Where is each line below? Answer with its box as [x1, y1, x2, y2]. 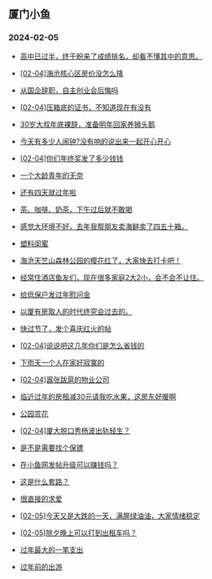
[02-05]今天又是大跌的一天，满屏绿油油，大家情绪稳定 [19, 511, 200, 521]
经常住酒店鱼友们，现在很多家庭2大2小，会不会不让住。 [19, 272, 204, 282]
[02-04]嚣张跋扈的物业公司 [19, 375, 110, 384]
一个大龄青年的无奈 [19, 171, 84, 180]
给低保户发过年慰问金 [19, 289, 90, 299]
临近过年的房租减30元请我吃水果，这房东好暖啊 [19, 392, 177, 401]
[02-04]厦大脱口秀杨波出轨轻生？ [19, 425, 130, 435]
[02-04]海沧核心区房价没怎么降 [19, 68, 124, 78]
